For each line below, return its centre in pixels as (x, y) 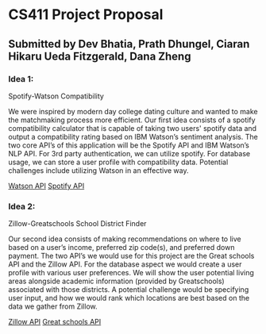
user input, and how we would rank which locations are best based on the (129, 298)
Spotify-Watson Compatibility (56, 96)
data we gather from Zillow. (53, 306)
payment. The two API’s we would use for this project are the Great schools (131, 256)
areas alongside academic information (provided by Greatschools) (116, 281)
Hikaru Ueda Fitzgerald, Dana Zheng (100, 56)
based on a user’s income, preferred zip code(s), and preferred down (121, 248)
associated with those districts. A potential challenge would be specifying (129, 290)
